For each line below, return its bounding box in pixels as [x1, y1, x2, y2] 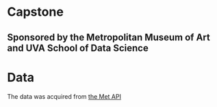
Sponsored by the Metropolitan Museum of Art [7, 32, 210, 43]
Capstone [7, 4, 64, 20]
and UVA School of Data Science [7, 42, 149, 53]
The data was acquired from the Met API [7, 92, 122, 100]
